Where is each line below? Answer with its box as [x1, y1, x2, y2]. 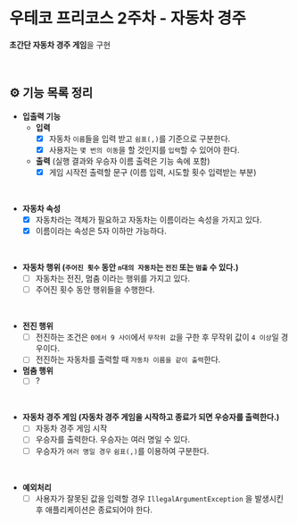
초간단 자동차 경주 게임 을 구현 [9, 39, 111, 50]
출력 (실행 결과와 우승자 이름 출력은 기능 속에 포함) [35, 156, 210, 166]
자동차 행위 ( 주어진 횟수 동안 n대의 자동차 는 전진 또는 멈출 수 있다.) [21, 262, 239, 273]
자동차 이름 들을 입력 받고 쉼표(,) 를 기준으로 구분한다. [48, 133, 231, 144]
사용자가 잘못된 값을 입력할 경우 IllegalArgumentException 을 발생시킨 [35, 493, 284, 503]
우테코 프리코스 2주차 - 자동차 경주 [9, 8, 247, 29]
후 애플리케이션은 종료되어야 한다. [35, 504, 153, 515]
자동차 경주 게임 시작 [35, 423, 108, 434]
